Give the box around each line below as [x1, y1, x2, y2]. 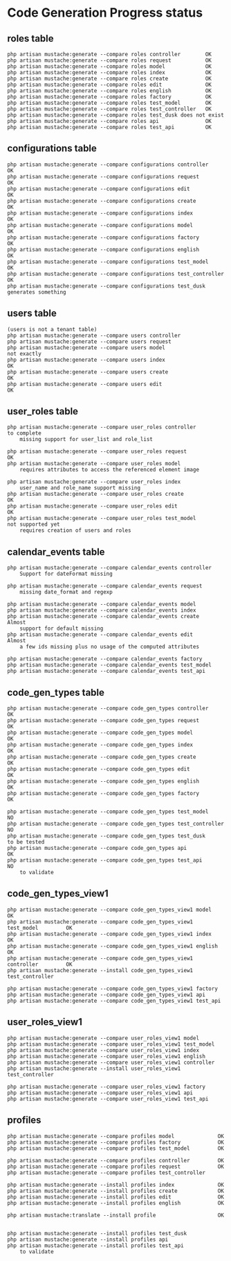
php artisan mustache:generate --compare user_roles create [7, 491, 185, 498]
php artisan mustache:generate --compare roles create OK [7, 75, 212, 82]
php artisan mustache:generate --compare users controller [7, 332, 181, 339]
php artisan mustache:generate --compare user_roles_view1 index [7, 1046, 199, 1053]
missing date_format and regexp [19, 589, 113, 596]
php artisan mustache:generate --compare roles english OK [7, 87, 212, 94]
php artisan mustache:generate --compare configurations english [7, 246, 199, 253]
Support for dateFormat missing [19, 571, 113, 578]
